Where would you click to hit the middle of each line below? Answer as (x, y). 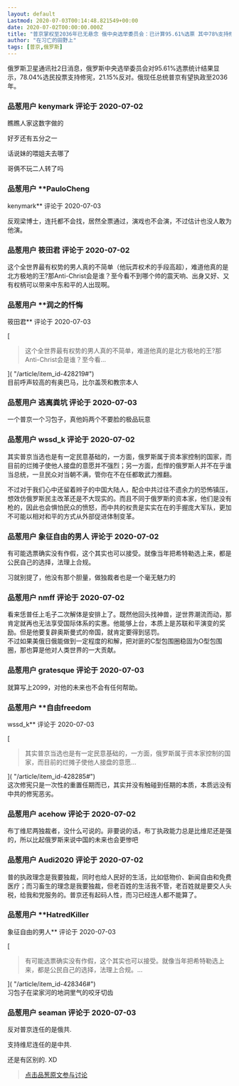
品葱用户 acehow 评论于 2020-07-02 (72, 814)
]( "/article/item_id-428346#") (52, 983)
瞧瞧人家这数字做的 (36, 123)
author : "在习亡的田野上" (42, 41)
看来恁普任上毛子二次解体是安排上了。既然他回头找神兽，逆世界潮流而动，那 (119, 614)
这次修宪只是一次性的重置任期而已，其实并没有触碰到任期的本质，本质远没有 (119, 785)
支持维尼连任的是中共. (40, 1045)
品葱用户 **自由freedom (49, 708)
